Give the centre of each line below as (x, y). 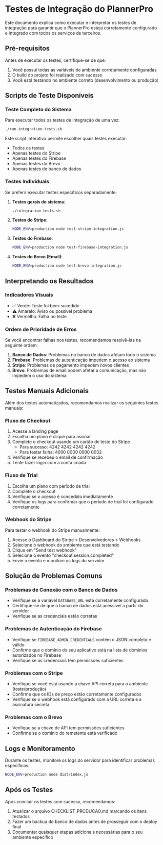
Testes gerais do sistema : (39, 201)
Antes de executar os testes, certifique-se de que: (56, 60)
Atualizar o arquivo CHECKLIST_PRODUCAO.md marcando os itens (80, 811)
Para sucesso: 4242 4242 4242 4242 (58, 447)
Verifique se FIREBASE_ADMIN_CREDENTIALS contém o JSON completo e (81, 639)
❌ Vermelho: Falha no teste (39, 316)
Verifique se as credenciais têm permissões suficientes (68, 660)
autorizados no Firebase (37, 655)
